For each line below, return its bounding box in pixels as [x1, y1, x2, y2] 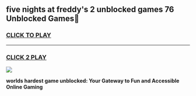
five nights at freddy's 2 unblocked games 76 [6, 5, 174, 15]
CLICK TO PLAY [6, 31, 51, 40]
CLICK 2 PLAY [6, 53, 47, 61]
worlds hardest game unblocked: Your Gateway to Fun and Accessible [6, 77, 180, 84]
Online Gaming [6, 83, 43, 90]
